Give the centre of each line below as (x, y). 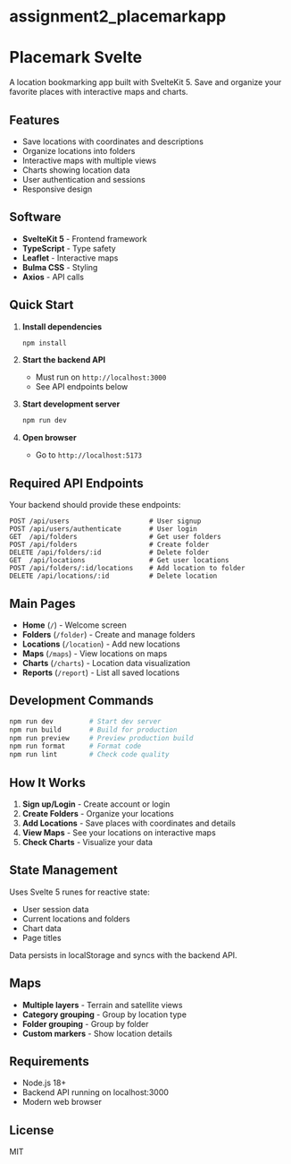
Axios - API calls (53, 277)
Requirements (49, 1061)
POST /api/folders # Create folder (109, 545)
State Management (63, 870)
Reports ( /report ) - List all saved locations (101, 672)
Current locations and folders (76, 919)
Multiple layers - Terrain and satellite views (102, 1005)
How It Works (48, 782)
